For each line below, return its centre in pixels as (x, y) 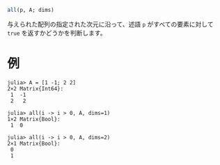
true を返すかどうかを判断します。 (57, 33)
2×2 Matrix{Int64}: (36, 88)
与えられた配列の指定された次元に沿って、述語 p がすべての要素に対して (110, 24)
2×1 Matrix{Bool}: (34, 143)
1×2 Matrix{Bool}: (34, 119)
